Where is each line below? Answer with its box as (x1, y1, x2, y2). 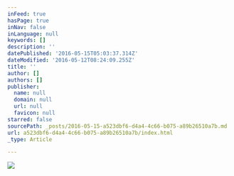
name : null (14, 89, 46, 97)
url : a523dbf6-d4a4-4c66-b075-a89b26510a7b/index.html (7, 129, 174, 136)
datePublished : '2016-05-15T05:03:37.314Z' (7, 50, 139, 57)
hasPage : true (7, 17, 50, 24)
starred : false (7, 116, 53, 123)
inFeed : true (7, 10, 46, 18)
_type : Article (7, 136, 53, 143)
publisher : (7, 83, 40, 90)
